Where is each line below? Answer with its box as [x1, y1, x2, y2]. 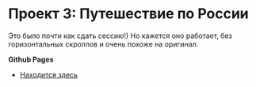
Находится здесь [19, 70, 78, 79]
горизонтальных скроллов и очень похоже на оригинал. [8, 39, 199, 48]
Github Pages [8, 55, 54, 64]
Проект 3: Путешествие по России [8, 5, 250, 23]
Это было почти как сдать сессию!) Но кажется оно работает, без [8, 31, 232, 40]
